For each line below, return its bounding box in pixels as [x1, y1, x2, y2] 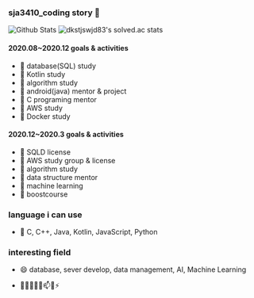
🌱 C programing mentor [19, 94, 98, 104]
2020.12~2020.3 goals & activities [8, 130, 125, 139]
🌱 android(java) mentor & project [19, 86, 127, 96]
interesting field [8, 246, 71, 258]
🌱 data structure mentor [19, 172, 98, 181]
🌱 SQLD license [19, 147, 71, 157]
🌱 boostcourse [19, 189, 68, 199]
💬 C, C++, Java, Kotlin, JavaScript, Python [19, 227, 158, 236]
